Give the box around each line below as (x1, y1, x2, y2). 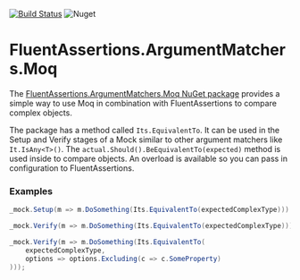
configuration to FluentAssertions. (9, 162, 135, 174)
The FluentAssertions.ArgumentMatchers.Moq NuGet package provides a (9, 88, 280, 98)
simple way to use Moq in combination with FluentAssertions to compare (9, 98, 277, 108)
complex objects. (9, 107, 73, 118)
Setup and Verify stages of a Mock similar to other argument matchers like (9, 134, 283, 145)
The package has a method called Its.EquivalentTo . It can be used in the (9, 124, 279, 135)
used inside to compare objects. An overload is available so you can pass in (9, 153, 288, 164)
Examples (9, 184, 54, 197)
